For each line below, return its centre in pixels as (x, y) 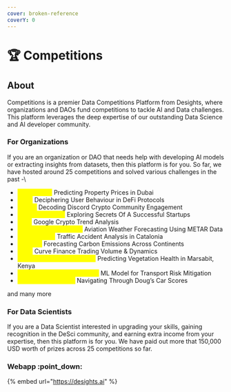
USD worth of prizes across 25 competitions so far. (80, 349)
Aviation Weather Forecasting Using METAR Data (153, 229)
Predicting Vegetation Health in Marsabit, (156, 258)
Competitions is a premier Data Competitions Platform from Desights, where (115, 102)
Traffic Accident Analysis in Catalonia (110, 236)
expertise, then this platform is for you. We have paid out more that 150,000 (114, 342)
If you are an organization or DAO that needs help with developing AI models (115, 157)
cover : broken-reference (43, 13)
